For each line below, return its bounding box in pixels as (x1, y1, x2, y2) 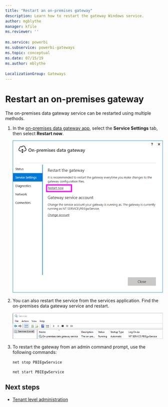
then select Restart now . (12, 131, 64, 137)
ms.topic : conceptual (5, 50, 50, 55)
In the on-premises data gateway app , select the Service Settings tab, (12, 125, 158, 131)
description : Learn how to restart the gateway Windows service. (5, 13, 144, 19)
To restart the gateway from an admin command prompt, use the (12, 343, 146, 350)
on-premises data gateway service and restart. (12, 303, 109, 309)
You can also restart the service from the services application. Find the (12, 298, 158, 304)
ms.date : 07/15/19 (5, 56, 43, 61)
